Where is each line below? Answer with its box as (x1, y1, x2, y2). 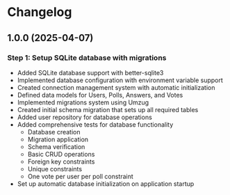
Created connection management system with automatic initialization (17, 83, 215, 91)
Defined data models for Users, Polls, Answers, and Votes (17, 91, 183, 99)
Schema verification (27, 142, 85, 150)
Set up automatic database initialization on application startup (17, 179, 195, 188)
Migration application (27, 135, 89, 143)
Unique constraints (27, 164, 82, 173)
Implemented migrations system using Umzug (17, 98, 149, 107)
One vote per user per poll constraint (27, 172, 133, 180)
